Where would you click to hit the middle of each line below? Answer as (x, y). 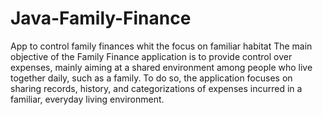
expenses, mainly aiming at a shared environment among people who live (161, 67)
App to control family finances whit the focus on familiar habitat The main (161, 46)
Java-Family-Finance (101, 18)
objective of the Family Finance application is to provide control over (151, 56)
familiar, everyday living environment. (87, 99)
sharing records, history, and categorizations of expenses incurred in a (156, 88)
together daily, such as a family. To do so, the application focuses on (151, 78)
